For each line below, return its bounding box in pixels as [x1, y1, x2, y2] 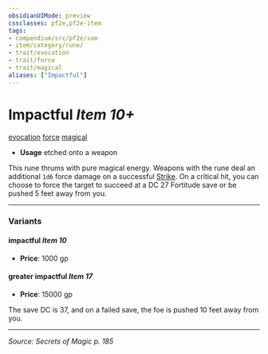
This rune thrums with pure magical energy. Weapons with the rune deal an [8, 163, 255, 173]
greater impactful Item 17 [8, 272, 93, 281]
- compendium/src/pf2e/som [8, 34, 98, 42]
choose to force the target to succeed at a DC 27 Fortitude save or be [8, 180, 237, 189]
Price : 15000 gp [19, 289, 73, 299]
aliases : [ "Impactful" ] [8, 71, 88, 79]
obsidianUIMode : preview [8, 11, 91, 20]
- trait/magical [8, 64, 62, 72]
